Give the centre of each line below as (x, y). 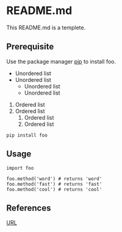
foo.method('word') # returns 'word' (54, 179)
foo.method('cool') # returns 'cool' (54, 189)
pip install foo (27, 135)
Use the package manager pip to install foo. (61, 61)
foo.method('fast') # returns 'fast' (54, 184)
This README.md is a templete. (46, 27)
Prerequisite (30, 47)
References (29, 208)
